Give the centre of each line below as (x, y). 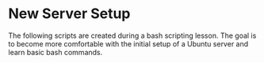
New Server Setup (69, 14)
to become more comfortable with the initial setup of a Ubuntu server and (128, 43)
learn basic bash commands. (55, 52)
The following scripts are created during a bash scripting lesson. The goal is (132, 35)
